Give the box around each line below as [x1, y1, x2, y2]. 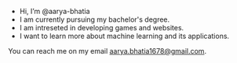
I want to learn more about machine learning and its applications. [19, 31, 230, 40]
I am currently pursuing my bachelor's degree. [19, 15, 170, 24]
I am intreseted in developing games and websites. [19, 23, 184, 32]
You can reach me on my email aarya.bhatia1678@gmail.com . [8, 47, 206, 55]
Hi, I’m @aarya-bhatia [19, 7, 90, 16]
